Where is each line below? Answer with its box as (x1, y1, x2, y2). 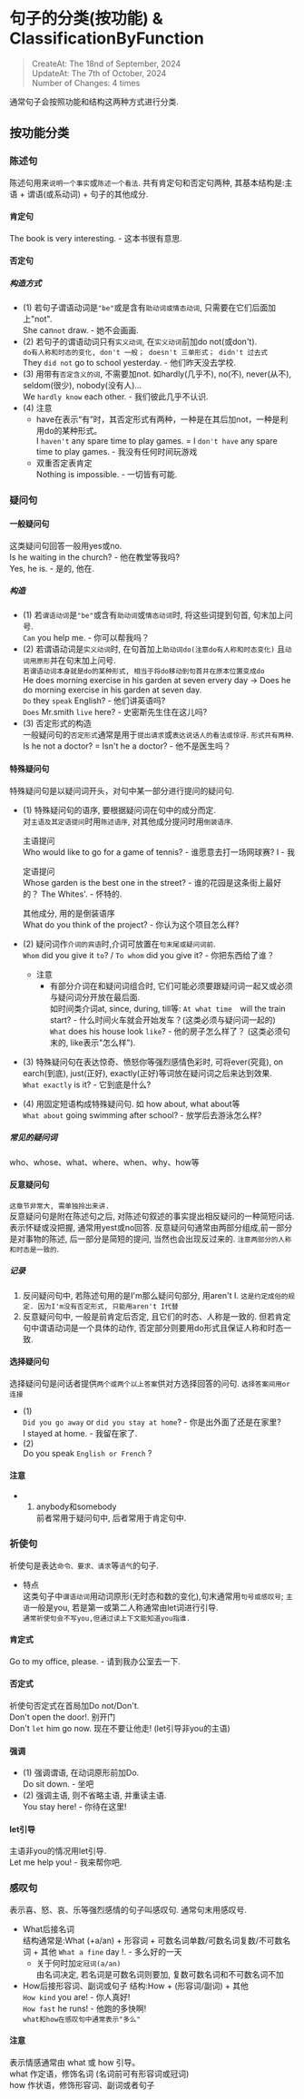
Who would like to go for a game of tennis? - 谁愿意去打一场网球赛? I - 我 (22, 846, 295, 858)
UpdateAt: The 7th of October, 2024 (31, 67, 167, 78)
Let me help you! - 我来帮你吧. (9, 1857, 123, 1868)
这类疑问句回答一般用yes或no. (9, 540, 123, 551)
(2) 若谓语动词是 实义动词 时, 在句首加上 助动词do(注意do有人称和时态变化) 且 (22, 643, 286, 654)
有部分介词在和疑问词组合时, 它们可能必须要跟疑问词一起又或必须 (49, 980, 293, 991)
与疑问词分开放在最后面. (49, 991, 141, 1003)
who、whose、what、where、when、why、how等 (9, 1156, 200, 1167)
